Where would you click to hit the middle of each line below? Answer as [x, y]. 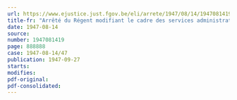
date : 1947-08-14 [33, 27]
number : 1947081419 [36, 40]
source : [19, 33]
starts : [19, 66]
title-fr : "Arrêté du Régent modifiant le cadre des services [101, 20]
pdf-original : [28, 79]
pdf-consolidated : [34, 86]
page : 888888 [26, 46]
